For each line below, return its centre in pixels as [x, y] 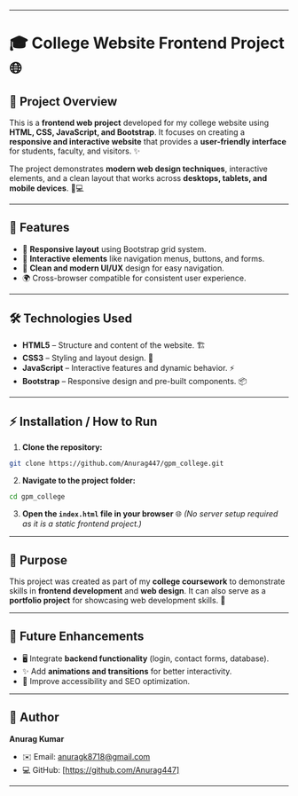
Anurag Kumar [37, 738]
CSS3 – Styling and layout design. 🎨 [87, 358]
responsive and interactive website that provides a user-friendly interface [148, 142]
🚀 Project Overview [63, 102]
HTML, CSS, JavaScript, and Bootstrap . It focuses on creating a [127, 132]
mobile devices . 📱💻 [47, 188]
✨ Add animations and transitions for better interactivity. [127, 671]
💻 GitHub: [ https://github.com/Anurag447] [101, 769]
